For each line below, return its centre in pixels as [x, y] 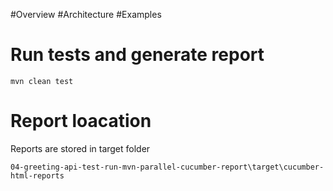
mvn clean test [42, 81]
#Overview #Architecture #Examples [86, 14]
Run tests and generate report [137, 55]
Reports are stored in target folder [80, 148]
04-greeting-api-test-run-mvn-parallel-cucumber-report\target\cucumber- [167, 167]
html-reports [37, 175]
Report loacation [81, 121]
